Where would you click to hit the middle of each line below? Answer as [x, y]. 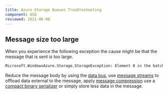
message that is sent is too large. [39, 57]
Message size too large [42, 39]
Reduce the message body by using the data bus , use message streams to [82, 75]
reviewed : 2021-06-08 [28, 19]
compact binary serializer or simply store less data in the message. [74, 86]
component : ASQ [21, 14]
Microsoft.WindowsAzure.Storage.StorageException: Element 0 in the [78, 66]
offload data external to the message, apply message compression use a [80, 81]
